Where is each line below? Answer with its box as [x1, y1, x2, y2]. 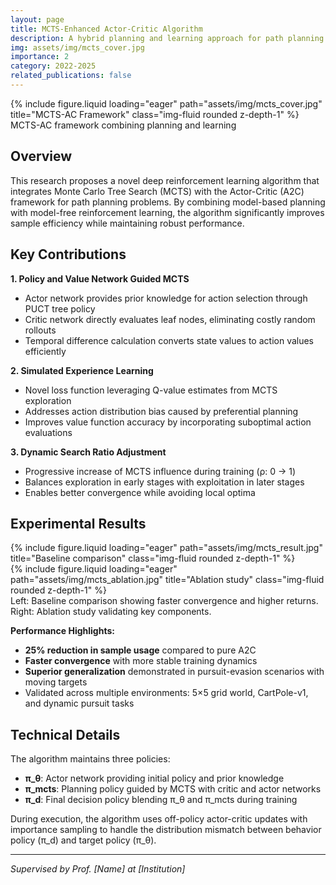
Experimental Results [10, 515, 147, 532]
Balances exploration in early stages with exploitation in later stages [24, 476, 305, 488]
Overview [10, 148, 73, 165]
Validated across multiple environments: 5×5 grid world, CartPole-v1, [24, 687, 309, 699]
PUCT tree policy [24, 302, 96, 315]
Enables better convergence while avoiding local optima [24, 486, 256, 498]
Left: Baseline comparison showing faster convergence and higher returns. [10, 595, 319, 607]
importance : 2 [10, 52, 70, 62]
